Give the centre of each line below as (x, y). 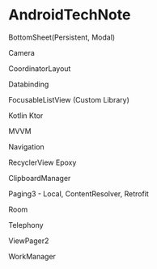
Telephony (26, 225)
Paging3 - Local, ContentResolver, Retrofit (79, 193)
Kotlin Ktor (26, 116)
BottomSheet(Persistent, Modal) (62, 37)
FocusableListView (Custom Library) (69, 99)
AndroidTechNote (70, 15)
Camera (21, 53)
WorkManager (32, 256)
